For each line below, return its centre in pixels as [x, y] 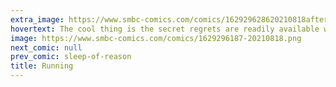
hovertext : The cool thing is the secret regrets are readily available [165, 29]
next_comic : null [46, 47]
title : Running [42, 66]
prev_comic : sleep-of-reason [71, 57]
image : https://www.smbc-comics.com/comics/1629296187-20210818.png [156, 38]
